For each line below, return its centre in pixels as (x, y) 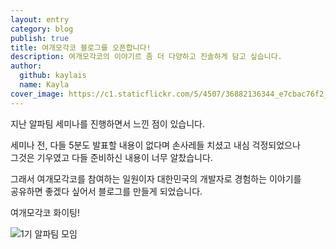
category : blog (42, 29)
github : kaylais (53, 76)
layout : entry (40, 19)
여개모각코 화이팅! (45, 212)
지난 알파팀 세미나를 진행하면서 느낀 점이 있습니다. (108, 123)
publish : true (40, 38)
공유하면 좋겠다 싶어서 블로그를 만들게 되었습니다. (106, 191)
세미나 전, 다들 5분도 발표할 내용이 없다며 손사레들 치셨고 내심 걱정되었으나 (155, 145)
